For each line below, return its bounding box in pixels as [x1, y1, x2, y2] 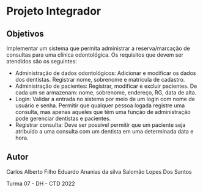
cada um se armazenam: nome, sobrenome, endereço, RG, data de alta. [15, 89, 197, 96]
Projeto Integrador [6, 4, 102, 18]
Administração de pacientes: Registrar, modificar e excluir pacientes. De [15, 82, 197, 90]
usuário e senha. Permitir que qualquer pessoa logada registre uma [15, 102, 185, 109]
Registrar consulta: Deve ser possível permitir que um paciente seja [15, 121, 186, 129]
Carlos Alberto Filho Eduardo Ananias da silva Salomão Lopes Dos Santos [6, 168, 192, 175]
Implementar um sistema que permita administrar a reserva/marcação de [6, 44, 191, 52]
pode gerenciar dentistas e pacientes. [15, 115, 111, 122]
